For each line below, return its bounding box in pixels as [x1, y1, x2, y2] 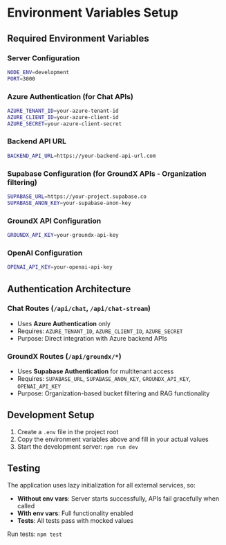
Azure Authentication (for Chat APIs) [7, 91, 133, 101]
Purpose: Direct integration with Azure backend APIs [17, 334, 167, 342]
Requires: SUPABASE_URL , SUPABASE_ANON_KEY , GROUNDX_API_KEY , [17, 375, 191, 383]
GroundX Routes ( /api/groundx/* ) [7, 351, 122, 361]
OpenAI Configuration [7, 248, 83, 258]
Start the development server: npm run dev [17, 442, 138, 451]
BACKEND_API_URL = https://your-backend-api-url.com [7, 152, 156, 159]
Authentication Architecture [7, 283, 131, 295]
